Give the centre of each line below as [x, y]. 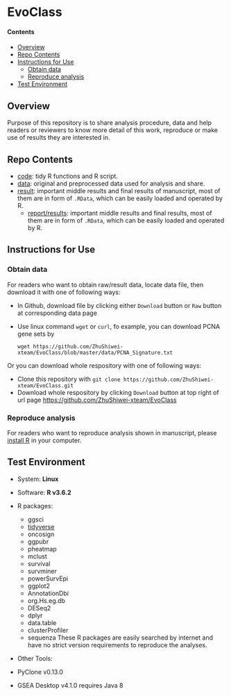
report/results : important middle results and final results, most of [120, 213]
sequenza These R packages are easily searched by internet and [120, 638]
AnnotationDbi [48, 593]
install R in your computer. [44, 440]
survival [39, 563]
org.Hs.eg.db [46, 600]
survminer [42, 571]
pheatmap [42, 549]
